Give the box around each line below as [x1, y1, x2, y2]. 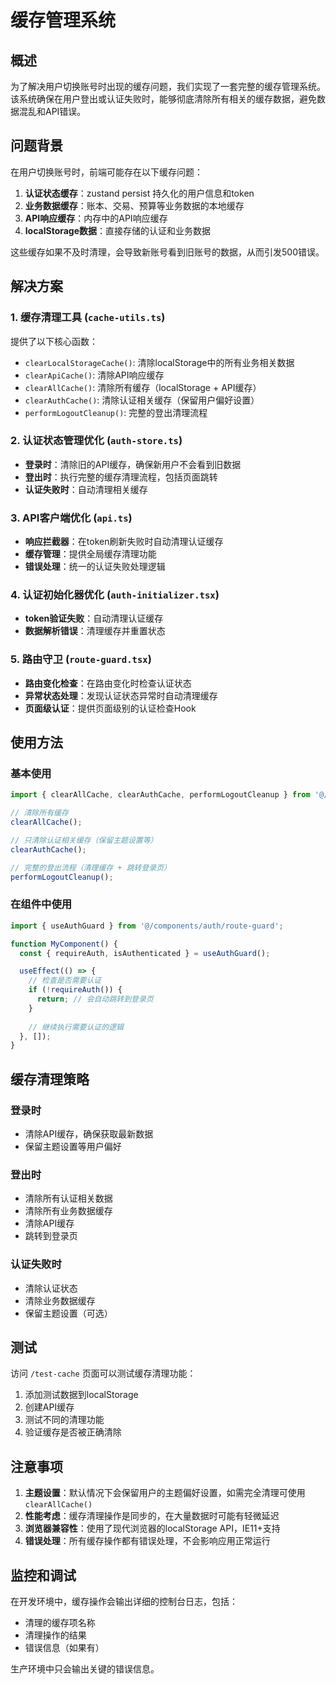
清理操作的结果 [24, 1629, 87, 1641]
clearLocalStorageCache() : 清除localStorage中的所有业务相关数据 [24, 356, 295, 368]
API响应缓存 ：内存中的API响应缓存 [24, 212, 168, 224]
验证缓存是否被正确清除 [24, 1426, 122, 1438]
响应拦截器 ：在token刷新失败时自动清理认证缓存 [24, 536, 224, 548]
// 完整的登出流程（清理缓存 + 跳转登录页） [10, 862, 172, 873]
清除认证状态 [24, 1282, 78, 1294]
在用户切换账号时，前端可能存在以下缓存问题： [10, 166, 203, 178]
